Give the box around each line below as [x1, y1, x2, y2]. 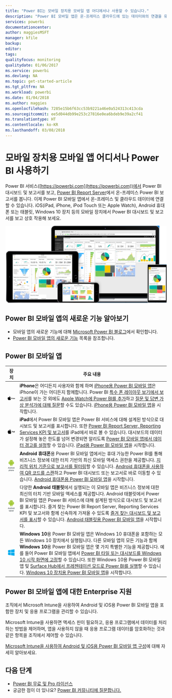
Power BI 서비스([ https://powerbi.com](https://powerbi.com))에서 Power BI [5, 183, 162, 189]
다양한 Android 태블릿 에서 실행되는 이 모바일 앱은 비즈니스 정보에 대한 [19, 484, 160, 490]
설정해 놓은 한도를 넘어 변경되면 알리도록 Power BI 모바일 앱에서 [25, 436, 153, 442]
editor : [5, 46, 22, 51]
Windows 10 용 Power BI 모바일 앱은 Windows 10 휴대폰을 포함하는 [19, 531, 158, 537]
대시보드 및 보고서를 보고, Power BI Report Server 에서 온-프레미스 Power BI [5, 189, 159, 195]
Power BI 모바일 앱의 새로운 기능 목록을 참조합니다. [12, 335, 115, 342]
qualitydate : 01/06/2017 [5, 62, 58, 68]
